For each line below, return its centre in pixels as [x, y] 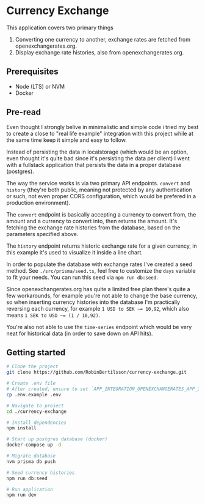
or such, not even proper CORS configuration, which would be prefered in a [101, 196]
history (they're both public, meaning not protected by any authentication [99, 190]
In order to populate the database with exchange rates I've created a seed [99, 264]
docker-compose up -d [34, 445]
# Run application [30, 489]
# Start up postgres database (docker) [57, 439]
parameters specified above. [42, 234]
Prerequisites [32, 72]
